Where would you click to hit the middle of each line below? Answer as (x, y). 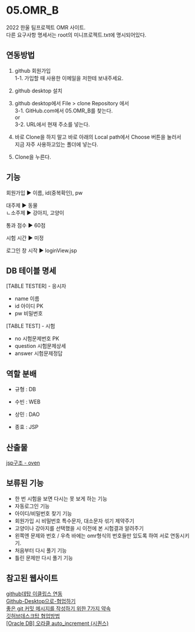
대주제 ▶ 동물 (22, 205)
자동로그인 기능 (32, 506)
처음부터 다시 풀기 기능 (41, 550)
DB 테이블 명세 (31, 271)
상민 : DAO (27, 414)
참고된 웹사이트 (32, 578)
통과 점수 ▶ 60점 (26, 225)
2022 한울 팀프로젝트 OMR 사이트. (46, 27)
